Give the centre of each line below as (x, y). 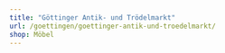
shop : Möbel (32, 34)
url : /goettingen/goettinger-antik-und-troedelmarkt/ (113, 26)
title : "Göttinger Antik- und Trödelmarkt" (93, 18)
